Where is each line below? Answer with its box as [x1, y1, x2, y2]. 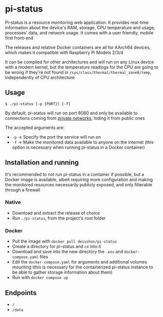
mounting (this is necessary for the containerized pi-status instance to [12, 264, 153, 270]
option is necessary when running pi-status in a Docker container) [12, 144, 145, 150]
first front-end [5, 35, 34, 41]
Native [5, 199, 21, 206]
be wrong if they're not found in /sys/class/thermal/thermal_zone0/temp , [5, 69, 152, 75]
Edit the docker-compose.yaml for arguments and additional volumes [12, 259, 147, 265]
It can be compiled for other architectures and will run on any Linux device [5, 59, 154, 65]
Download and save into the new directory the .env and [12, 249, 123, 255]
